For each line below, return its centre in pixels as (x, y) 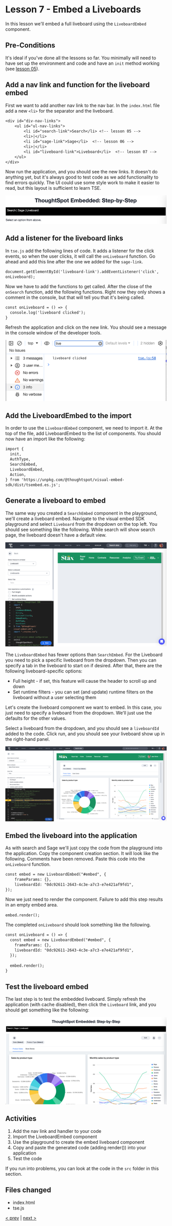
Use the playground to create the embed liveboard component (79, 1142)
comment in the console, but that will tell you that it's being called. (75, 297)
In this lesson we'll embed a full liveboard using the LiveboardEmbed (76, 24)
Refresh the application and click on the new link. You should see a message (86, 327)
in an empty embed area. (32, 905)
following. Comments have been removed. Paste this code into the (75, 859)
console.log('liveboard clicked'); (48, 312)
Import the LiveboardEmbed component (55, 1136)
